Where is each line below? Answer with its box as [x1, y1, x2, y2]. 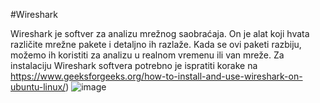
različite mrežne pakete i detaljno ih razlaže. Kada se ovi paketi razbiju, [10, 39, 302, 50]
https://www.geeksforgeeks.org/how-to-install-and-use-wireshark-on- [10, 70, 303, 82]
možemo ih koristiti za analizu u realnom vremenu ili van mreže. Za [10, 49, 285, 61]
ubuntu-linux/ [10, 81, 67, 93]
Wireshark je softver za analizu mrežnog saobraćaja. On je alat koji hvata [10, 28, 310, 39]
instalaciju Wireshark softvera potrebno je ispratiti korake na [10, 60, 258, 71]
